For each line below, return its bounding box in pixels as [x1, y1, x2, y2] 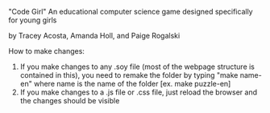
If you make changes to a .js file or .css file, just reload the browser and [19, 87, 258, 97]
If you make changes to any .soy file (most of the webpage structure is [19, 62, 255, 71]
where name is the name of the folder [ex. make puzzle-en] [33, 79, 231, 88]
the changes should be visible [19, 96, 120, 105]
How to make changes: [8, 46, 85, 55]
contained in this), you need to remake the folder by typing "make [19, 71, 239, 79]
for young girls [8, 15, 57, 25]
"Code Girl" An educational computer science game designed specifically [8, 7, 253, 16]
